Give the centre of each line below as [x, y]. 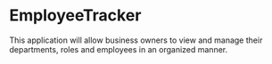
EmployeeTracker [75, 16]
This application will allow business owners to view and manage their [136, 40]
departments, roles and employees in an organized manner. [119, 49]
